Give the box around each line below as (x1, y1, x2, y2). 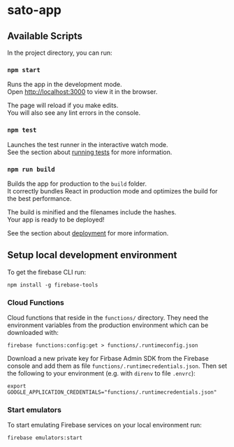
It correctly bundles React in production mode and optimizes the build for (7, 186, 218, 195)
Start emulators (7, 405, 61, 415)
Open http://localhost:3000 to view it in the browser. (7, 88, 158, 96)
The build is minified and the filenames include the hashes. (7, 207, 177, 216)
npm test (7, 126, 37, 135)
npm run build (7, 165, 55, 173)
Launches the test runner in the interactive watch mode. (7, 140, 169, 149)
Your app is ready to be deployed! (7, 215, 105, 224)
